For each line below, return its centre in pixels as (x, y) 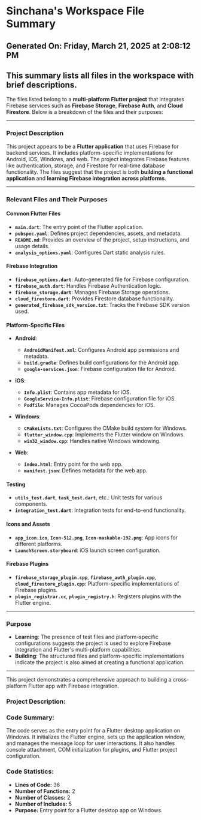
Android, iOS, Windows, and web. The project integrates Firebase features (98, 159)
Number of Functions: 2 (45, 791)
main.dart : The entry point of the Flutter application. (79, 227)
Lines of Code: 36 (37, 785)
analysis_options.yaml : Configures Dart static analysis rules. (90, 252)
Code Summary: (31, 718)
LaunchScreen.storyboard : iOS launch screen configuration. (88, 550)
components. (31, 504)
